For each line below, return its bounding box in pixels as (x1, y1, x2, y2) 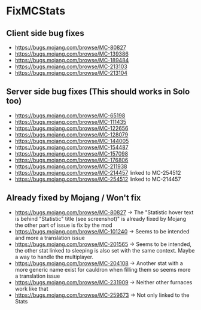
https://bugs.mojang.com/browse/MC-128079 (14, 130, 129, 138)
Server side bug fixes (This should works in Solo (6, 87, 190, 97)
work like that (14, 285, 49, 292)
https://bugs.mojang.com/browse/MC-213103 (14, 63, 127, 70)
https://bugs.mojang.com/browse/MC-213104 (14, 69, 127, 76)
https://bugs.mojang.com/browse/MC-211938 (14, 163, 127, 170)
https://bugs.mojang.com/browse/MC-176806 (14, 156, 129, 163)
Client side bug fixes (6, 28, 85, 38)
